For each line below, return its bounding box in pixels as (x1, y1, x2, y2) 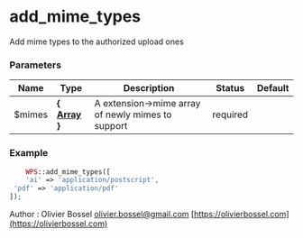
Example (9, 147, 49, 160)
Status (216, 82, 245, 95)
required (212, 108, 249, 121)
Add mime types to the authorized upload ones (9, 36, 185, 47)
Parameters (9, 59, 61, 71)
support (94, 120, 128, 133)
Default (256, 82, 289, 95)
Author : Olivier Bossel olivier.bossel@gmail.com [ (9, 209, 195, 220)
